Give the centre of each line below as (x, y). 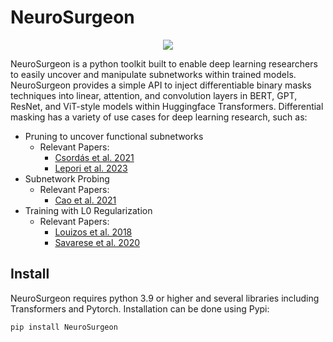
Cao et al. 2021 (85, 200)
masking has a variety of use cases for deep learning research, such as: (159, 117)
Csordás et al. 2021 (94, 157)
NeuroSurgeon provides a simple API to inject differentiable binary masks (161, 85)
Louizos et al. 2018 (93, 232)
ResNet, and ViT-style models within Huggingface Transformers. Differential (167, 106)
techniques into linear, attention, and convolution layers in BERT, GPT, (154, 95)
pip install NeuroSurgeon (64, 327)
